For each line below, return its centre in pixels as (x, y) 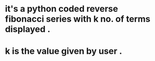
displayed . (28, 29)
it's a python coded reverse (61, 9)
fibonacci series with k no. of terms (78, 19)
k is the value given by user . (64, 51)
